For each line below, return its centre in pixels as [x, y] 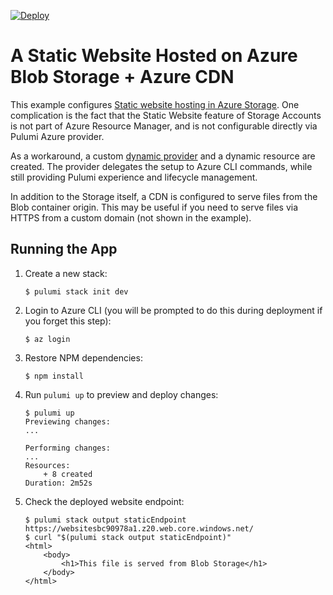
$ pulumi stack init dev [76, 291]
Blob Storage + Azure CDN [122, 77]
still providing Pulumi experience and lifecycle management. [134, 177]
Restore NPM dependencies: [83, 357]
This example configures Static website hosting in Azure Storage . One [155, 104]
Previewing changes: [67, 421]
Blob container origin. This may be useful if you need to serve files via [154, 207]
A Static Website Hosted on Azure [154, 56]
